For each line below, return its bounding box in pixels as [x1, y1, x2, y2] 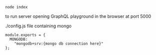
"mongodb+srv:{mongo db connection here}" [14, 41, 104, 46]
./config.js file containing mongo [5, 23, 72, 29]
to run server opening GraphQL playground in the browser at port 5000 [5, 13, 152, 19]
